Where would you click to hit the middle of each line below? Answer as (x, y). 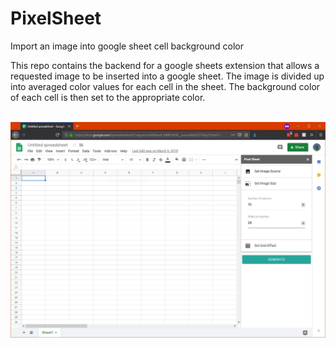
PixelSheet (56, 18)
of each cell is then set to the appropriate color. (108, 97)
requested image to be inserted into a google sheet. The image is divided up (167, 76)
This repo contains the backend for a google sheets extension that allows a (165, 65)
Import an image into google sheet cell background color (127, 46)
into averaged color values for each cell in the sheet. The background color (165, 86)
